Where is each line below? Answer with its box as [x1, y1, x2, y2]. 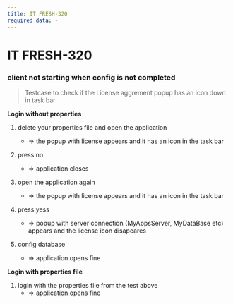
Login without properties [7, 109, 82, 118]
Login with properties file [7, 267, 83, 276]
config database [17, 240, 66, 248]
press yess [17, 205, 49, 214]
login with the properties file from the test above [17, 281, 158, 289]
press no [17, 150, 44, 159]
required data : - [7, 17, 59, 24]
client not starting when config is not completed [7, 72, 176, 82]
